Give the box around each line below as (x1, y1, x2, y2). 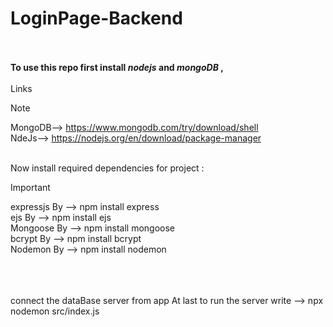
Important (10, 181, 51, 193)
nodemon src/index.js (10, 305, 100, 317)
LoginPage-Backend (10, 7, 183, 30)
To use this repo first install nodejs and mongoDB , (10, 61, 224, 73)
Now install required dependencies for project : (10, 162, 205, 174)
